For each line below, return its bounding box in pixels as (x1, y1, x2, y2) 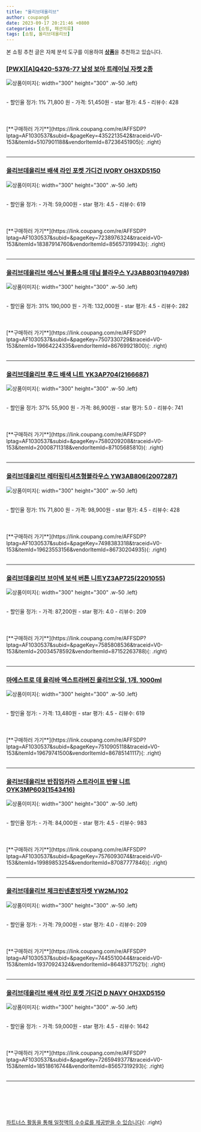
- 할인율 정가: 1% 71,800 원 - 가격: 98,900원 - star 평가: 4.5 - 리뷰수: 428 (6, 506, 180, 513)
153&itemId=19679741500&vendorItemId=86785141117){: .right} (6, 749, 162, 757)
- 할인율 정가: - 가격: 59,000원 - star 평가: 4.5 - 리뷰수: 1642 (6, 1023, 150, 1030)
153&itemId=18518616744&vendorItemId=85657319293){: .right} (6, 1062, 165, 1070)
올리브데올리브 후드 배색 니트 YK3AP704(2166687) (6, 370, 150, 378)
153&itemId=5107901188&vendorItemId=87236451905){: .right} (6, 139, 162, 146)
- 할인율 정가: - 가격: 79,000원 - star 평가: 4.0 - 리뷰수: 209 (6, 921, 147, 928)
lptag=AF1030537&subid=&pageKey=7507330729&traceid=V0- (6, 336, 163, 343)
